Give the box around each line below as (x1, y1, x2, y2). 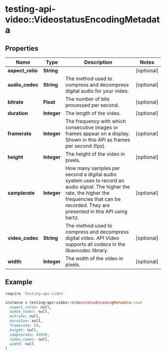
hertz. (65, 214, 79, 221)
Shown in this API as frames (65, 136, 130, 143)
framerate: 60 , (9, 323, 41, 328)
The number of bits (65, 95, 110, 102)
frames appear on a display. (65, 130, 130, 137)
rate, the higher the (65, 189, 110, 196)
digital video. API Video (65, 235, 120, 241)
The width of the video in (65, 255, 124, 262)
